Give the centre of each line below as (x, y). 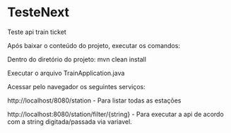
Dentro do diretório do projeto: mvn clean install (77, 59)
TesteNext (38, 12)
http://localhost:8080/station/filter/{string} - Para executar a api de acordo (115, 114)
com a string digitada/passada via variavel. (70, 122)
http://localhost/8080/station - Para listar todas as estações (94, 100)
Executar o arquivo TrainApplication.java (66, 73)
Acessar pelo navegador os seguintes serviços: (77, 86)
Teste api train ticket (37, 32)
